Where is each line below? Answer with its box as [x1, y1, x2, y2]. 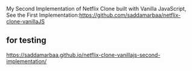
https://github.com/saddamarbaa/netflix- [79, 11, 181, 19]
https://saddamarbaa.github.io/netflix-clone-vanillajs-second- [6, 51, 161, 58]
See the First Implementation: [6, 11, 80, 19]
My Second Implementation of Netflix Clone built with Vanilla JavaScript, [6, 5, 187, 12]
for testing [6, 35, 46, 46]
